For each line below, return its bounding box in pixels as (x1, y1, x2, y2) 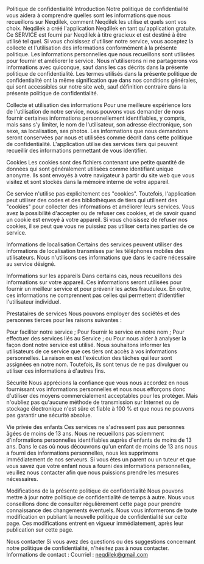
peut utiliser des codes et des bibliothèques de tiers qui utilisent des (6, 197, 178, 203)
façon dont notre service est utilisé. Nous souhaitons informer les (6, 342, 171, 348)
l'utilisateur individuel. (6, 298, 62, 305)
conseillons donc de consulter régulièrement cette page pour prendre (6, 500, 181, 507)
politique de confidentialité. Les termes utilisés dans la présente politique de (6, 70, 197, 77)
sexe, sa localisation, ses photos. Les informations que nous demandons (6, 128, 189, 134)
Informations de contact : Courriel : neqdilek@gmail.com (6, 551, 148, 558)
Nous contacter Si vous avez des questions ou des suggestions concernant (6, 538, 196, 545)
